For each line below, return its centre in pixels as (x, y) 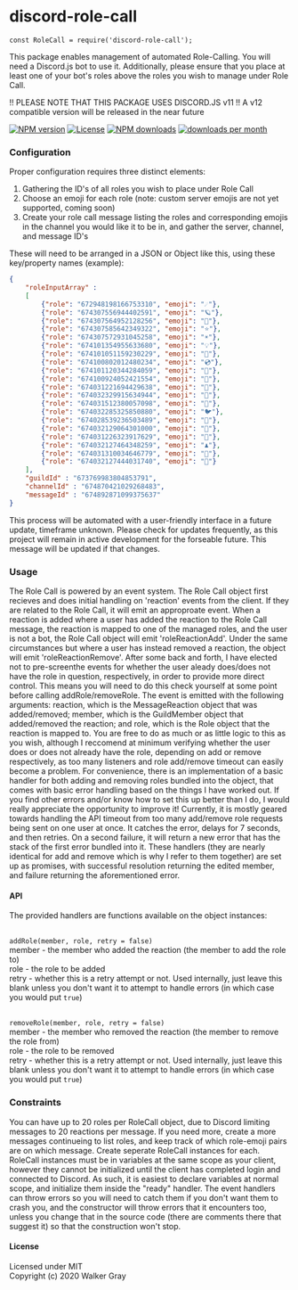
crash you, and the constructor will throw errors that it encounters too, (138, 1207)
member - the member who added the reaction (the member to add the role (148, 950)
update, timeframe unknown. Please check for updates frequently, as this (144, 530)
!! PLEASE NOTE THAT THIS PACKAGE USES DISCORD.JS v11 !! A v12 (136, 102)
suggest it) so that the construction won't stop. (95, 1226)
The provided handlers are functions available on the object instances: (138, 916)
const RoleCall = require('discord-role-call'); (101, 40)
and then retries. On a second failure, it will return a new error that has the (145, 838)
